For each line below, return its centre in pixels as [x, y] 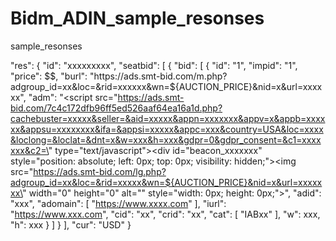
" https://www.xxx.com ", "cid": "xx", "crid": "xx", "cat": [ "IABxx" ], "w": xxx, [165, 214]
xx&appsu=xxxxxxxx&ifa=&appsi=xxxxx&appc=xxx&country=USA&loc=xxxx [167, 129]
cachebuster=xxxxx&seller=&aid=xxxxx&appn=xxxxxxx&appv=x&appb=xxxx [168, 118]
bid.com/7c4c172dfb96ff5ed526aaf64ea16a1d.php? [116, 108]
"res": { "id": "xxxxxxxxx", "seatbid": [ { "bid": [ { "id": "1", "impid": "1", [154, 65]
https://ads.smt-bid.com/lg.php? [100, 171]
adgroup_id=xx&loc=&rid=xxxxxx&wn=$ [93, 86]
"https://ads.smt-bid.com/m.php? [158, 76]
